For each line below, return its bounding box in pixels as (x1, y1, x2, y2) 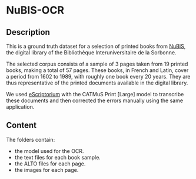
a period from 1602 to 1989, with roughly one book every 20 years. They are (6, 73, 191, 80)
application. (6, 103, 35, 110)
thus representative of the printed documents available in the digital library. (6, 79, 188, 86)
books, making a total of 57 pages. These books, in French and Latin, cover (6, 67, 189, 74)
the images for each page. (14, 166, 79, 173)
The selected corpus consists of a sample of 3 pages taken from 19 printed (6, 60, 188, 67)
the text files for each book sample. (14, 154, 101, 161)
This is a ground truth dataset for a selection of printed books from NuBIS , (6, 43, 186, 50)
